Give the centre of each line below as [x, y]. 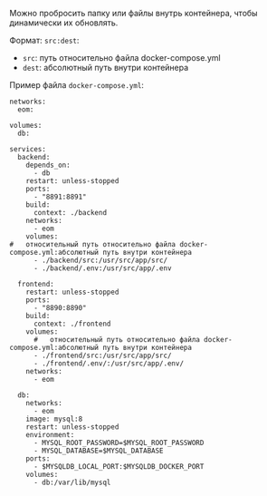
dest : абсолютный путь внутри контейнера [105, 68]
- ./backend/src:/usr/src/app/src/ [100, 260]
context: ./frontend [72, 324]
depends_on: [48, 165]
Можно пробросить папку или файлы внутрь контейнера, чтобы [133, 13]
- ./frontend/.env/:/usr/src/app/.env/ [108, 364]
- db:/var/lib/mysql [72, 482]
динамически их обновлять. [64, 23]
